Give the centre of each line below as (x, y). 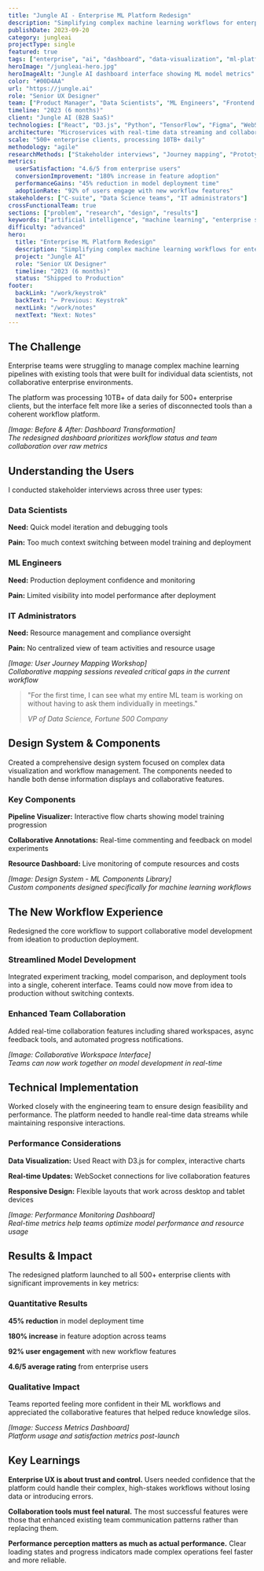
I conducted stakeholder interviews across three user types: (105, 490)
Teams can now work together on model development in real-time (115, 1063)
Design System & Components (84, 743)
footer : (21, 286)
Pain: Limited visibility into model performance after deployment (112, 595)
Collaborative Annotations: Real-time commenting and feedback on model (130, 840)
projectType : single (42, 45)
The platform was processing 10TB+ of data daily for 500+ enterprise (121, 398)
